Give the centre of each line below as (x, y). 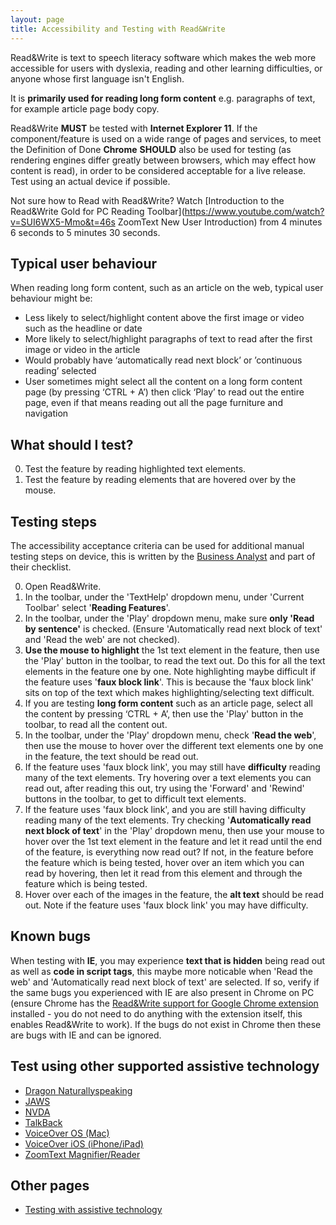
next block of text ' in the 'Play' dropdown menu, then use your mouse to (174, 830)
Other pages (50, 1185)
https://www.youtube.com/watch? (254, 211)
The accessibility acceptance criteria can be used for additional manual (157, 545)
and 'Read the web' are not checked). (102, 639)
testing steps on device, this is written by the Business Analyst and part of (163, 556)
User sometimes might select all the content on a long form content (163, 382)
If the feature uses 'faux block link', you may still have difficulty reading (172, 767)
